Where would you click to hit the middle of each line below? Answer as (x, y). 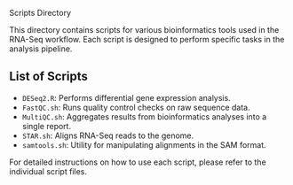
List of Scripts (49, 77)
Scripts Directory (40, 13)
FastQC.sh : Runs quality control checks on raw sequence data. (136, 107)
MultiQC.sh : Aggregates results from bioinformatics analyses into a (144, 116)
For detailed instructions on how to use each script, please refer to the (138, 162)
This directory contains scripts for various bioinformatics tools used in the (144, 30)
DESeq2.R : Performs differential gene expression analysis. (126, 97)
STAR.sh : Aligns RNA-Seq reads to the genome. (108, 135)
